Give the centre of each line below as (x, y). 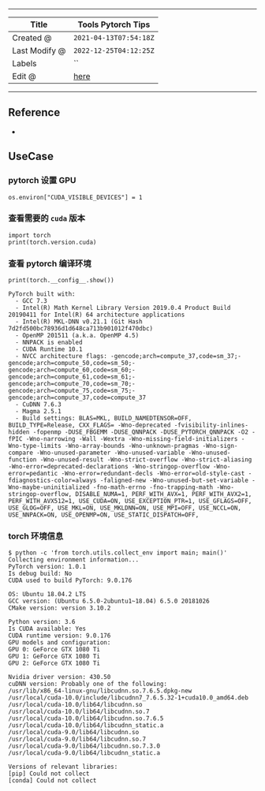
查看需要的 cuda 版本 (47, 218)
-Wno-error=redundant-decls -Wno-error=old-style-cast (153, 474)
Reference (34, 112)
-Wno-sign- (220, 446)
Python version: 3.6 (42, 622)
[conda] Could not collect (52, 781)
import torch (30, 235)
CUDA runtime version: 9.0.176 (60, 636)
